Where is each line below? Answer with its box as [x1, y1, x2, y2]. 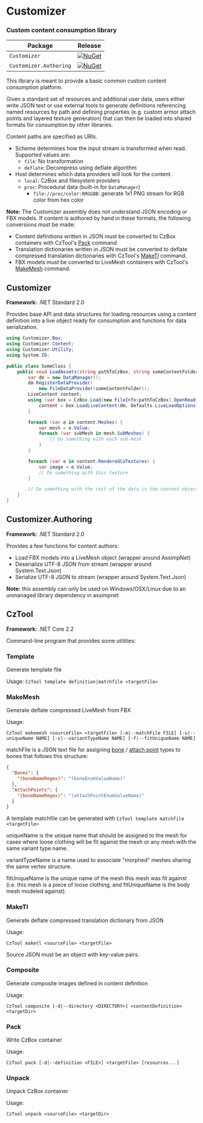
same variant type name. [6, 845, 68, 852]
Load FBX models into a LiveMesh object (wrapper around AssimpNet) [14, 554, 192, 561]
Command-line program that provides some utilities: [6, 637, 136, 644]
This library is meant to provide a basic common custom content [6, 77, 167, 84]
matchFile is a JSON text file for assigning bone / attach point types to [6, 746, 181, 753]
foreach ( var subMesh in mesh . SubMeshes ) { [38, 430, 150, 436]
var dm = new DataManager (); [28, 375, 101, 381]
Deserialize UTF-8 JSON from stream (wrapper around [14, 560, 152, 568]
